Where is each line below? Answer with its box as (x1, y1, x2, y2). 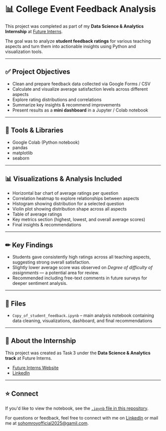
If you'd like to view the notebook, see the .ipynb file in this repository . (5, 405, 149, 411)
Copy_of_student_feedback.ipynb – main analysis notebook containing (12, 313, 154, 318)
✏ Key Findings (5, 241, 53, 249)
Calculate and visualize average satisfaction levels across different (12, 86, 148, 92)
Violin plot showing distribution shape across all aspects (12, 206, 127, 212)
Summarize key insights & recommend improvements (12, 102, 121, 108)
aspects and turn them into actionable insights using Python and (5, 43, 136, 49)
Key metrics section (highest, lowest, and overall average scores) (12, 216, 146, 222)
